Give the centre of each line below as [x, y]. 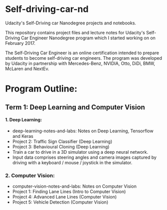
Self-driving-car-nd [47, 9]
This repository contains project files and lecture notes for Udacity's [75, 32]
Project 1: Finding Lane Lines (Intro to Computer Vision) [69, 192]
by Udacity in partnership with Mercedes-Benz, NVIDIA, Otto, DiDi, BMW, [80, 63]
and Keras [23, 136]
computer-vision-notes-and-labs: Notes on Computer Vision [75, 186]
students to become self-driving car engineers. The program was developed [84, 58]
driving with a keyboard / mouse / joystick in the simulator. [72, 162]
